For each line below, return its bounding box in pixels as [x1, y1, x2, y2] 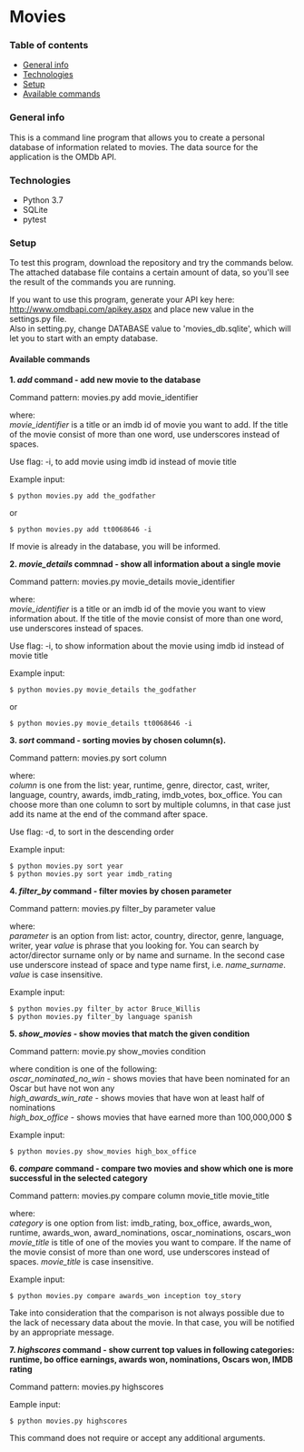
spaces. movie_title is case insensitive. [9, 1255, 154, 1266]
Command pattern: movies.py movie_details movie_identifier [9, 576, 236, 587]
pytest [22, 214, 47, 225]
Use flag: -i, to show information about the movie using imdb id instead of [9, 640, 285, 651]
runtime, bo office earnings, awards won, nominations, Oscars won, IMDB [9, 1354, 293, 1365]
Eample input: [9, 1398, 61, 1409]
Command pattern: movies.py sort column [9, 752, 167, 763]
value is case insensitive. [9, 969, 103, 980]
